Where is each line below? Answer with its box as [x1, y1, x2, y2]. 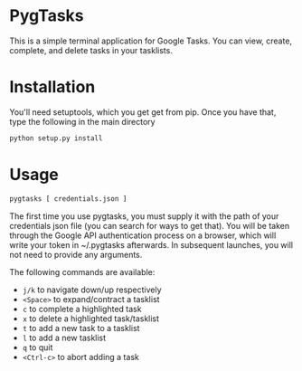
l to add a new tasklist [22, 332, 107, 343]
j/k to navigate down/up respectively [22, 284, 162, 295]
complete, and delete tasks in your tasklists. [9, 44, 174, 55]
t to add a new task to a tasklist [22, 322, 140, 333]
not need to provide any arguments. [9, 249, 143, 260]
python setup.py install [9, 133, 103, 143]
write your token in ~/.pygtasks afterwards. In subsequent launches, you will [9, 239, 294, 250]
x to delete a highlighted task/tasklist [22, 313, 160, 324]
